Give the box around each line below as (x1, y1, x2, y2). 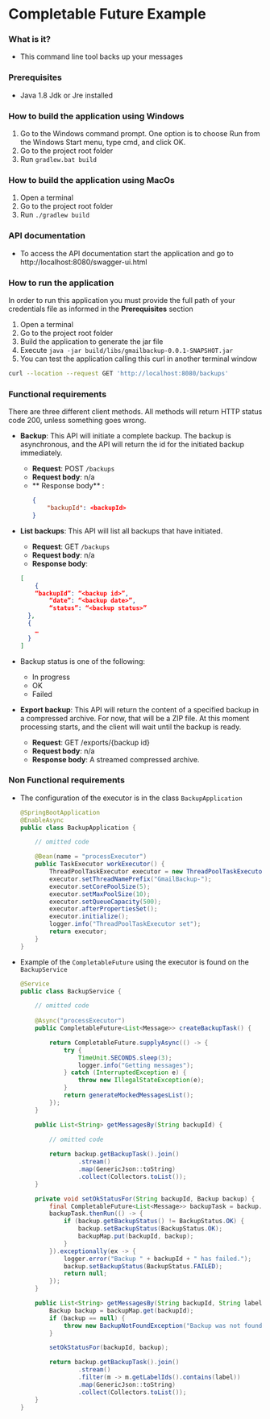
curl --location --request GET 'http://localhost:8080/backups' (8, 369, 229, 377)
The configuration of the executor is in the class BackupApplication (19, 793, 243, 803)
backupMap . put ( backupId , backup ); (77, 1232, 194, 1241)
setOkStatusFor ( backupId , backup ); (49, 1343, 169, 1352)
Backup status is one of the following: (19, 656, 146, 666)
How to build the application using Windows (8, 110, 185, 122)
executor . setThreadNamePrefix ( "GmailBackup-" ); (49, 875, 212, 883)
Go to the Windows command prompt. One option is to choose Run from (19, 129, 260, 139)
